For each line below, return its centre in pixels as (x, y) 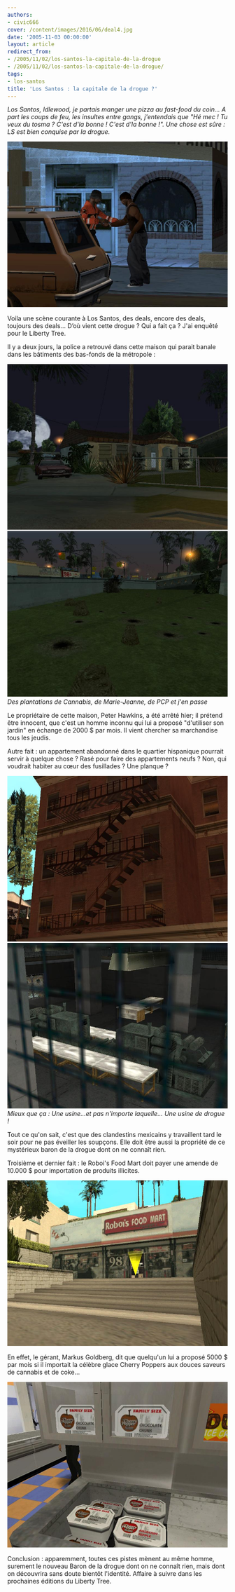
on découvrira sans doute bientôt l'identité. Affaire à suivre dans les (105, 1574)
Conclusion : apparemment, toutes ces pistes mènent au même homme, (111, 1559)
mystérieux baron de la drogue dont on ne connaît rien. (87, 1150)
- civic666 (23, 22)
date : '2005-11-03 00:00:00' (50, 37)
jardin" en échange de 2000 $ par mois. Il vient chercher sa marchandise (113, 730)
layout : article (31, 45)
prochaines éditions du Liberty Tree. (59, 1581)
